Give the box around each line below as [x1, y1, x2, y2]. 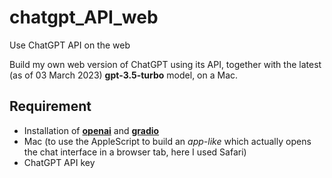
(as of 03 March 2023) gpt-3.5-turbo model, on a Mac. [9, 69, 239, 81]
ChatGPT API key [23, 156, 96, 168]
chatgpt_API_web [9, 6, 159, 29]
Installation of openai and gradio [23, 124, 160, 136]
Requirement [9, 98, 92, 115]
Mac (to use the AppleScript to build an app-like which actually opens [23, 135, 312, 147]
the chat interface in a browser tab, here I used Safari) [23, 146, 247, 158]
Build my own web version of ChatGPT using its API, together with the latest [9, 58, 322, 70]
